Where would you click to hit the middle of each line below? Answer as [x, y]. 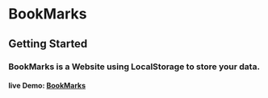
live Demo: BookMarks [47, 86]
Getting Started [48, 44]
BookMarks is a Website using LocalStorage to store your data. [134, 67]
